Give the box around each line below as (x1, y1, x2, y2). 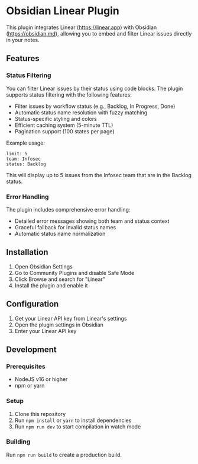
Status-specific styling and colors (14, 115, 98, 122)
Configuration (6, 299, 59, 309)
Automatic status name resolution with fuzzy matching (14, 108, 148, 116)
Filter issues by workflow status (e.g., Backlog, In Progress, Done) (14, 103, 176, 110)
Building (6, 437, 31, 446)
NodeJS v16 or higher (14, 376, 68, 383)
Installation (6, 247, 48, 257)
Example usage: (6, 139, 46, 146)
